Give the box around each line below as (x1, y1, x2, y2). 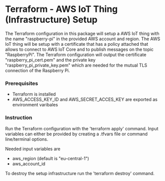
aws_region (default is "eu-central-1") (12, 155, 89, 161)
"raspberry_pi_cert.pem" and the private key (5, 57, 96, 63)
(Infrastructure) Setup (5, 14, 98, 25)
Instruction (5, 114, 33, 121)
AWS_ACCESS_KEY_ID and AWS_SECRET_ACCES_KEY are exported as (12, 96, 158, 102)
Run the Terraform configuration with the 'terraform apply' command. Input (5, 125, 159, 131)
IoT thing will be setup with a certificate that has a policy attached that (5, 41, 149, 47)
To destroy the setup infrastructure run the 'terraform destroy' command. (5, 170, 155, 176)
